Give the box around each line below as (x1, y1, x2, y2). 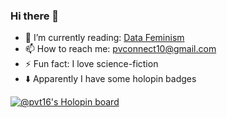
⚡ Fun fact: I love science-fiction (24, 58, 159, 70)
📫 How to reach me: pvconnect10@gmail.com (24, 43, 217, 55)
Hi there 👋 (10, 9, 60, 23)
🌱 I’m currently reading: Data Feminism (24, 32, 185, 44)
